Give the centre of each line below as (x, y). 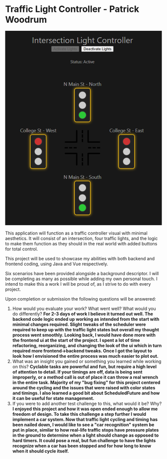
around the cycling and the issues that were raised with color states (84, 387)
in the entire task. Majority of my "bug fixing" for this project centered (86, 382)
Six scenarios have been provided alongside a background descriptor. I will (82, 273)
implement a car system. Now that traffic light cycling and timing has (85, 419)
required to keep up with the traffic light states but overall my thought (85, 329)
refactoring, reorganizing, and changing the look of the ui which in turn (87, 345)
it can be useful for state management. (53, 398)
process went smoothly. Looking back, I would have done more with (84, 335)
